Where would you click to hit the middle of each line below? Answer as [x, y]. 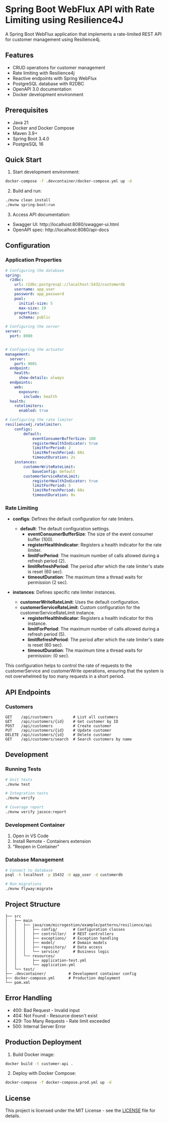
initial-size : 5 [36, 303]
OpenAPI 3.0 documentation [42, 89]
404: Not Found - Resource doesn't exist [55, 1015]
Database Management [35, 860]
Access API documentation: [41, 214]
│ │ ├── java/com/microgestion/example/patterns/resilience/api [79, 925]
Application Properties [34, 260]
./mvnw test [18, 784]
